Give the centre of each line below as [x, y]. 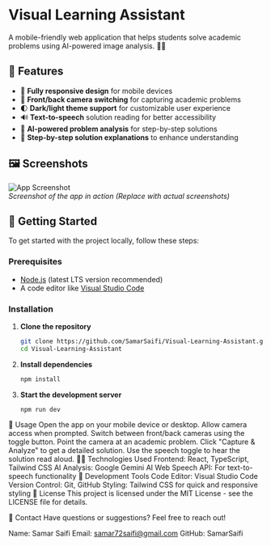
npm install [40, 379]
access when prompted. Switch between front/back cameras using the [127, 434]
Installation [31, 309]
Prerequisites [35, 262]
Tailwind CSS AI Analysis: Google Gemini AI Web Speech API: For [117, 468]
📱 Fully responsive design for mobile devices [96, 91]
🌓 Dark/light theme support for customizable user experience [125, 108]
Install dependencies [56, 364]
